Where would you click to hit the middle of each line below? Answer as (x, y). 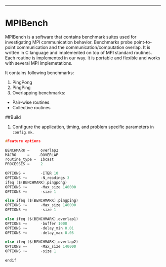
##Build (13, 117)
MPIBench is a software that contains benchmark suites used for (71, 37)
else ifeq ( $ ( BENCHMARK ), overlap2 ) (42, 242)
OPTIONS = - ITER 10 (32, 174)
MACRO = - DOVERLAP (32, 155)
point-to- (143, 42)
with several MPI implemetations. (39, 63)
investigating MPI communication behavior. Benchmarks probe (69, 42)
